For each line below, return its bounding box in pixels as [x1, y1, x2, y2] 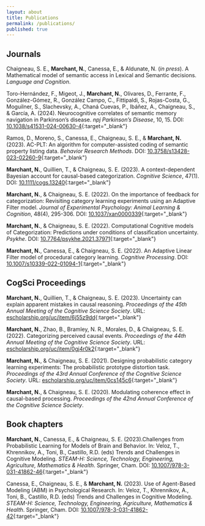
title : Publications [6, 15, 59, 21]
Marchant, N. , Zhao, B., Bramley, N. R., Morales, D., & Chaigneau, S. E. [6, 326, 184, 333]
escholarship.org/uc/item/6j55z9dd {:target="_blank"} [6, 313, 142, 321]
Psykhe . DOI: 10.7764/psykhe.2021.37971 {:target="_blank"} [6, 235, 157, 243]
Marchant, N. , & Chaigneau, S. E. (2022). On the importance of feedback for [6, 191, 199, 198]
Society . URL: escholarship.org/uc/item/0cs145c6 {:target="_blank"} [6, 376, 177, 384]
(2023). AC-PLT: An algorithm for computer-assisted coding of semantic [6, 141, 188, 148]
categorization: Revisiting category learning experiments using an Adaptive [6, 197, 196, 205]
